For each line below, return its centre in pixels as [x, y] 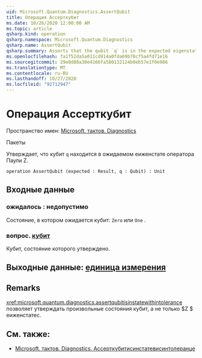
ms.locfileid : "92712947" [38, 85]
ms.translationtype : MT [36, 68]
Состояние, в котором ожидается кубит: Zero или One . [76, 220]
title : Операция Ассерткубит [43, 17]
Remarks [23, 288]
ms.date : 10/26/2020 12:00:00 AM [48, 23]
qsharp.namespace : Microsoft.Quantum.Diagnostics [70, 40]
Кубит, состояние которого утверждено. [58, 248]
